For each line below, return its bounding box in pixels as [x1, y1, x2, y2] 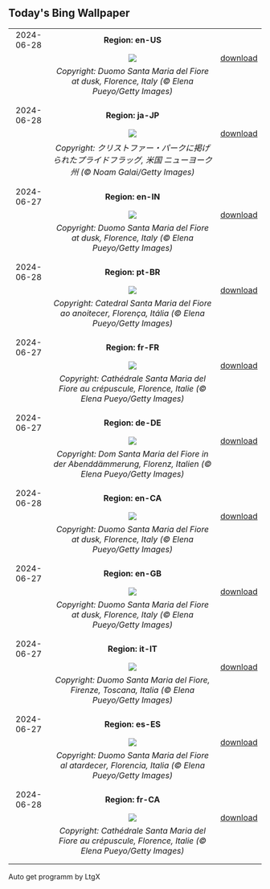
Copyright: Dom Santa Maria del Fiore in [55, 448, 209, 459]
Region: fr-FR [105, 342, 159, 353]
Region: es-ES [104, 719, 161, 730]
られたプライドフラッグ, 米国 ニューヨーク [52, 154, 213, 166]
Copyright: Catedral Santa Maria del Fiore [53, 297, 212, 309]
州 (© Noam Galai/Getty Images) [70, 166, 195, 178]
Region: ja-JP [105, 109, 160, 121]
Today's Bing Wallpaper [8, 6, 130, 20]
